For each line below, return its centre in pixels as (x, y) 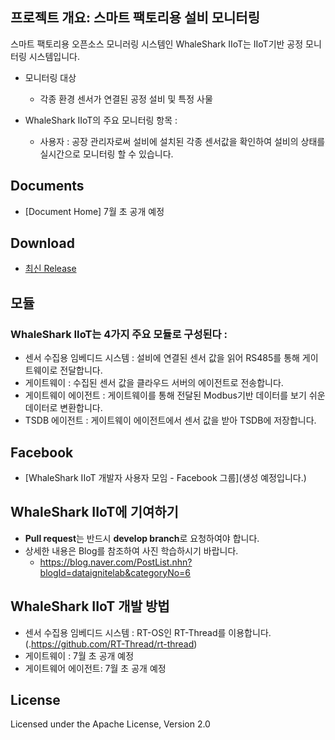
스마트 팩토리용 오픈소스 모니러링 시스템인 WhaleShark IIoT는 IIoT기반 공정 (157, 44)
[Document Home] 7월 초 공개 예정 (94, 211)
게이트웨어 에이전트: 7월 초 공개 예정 (95, 668)
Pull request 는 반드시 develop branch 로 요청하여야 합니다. (142, 538)
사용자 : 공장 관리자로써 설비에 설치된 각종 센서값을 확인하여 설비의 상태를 (182, 141)
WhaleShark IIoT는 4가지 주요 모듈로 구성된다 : (119, 334)
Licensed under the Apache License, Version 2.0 (110, 724)
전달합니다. (81, 370)
